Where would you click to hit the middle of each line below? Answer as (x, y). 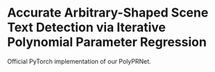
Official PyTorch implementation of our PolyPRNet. (79, 61)
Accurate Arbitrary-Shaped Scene (108, 13)
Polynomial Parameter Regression (107, 42)
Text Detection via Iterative (87, 27)
